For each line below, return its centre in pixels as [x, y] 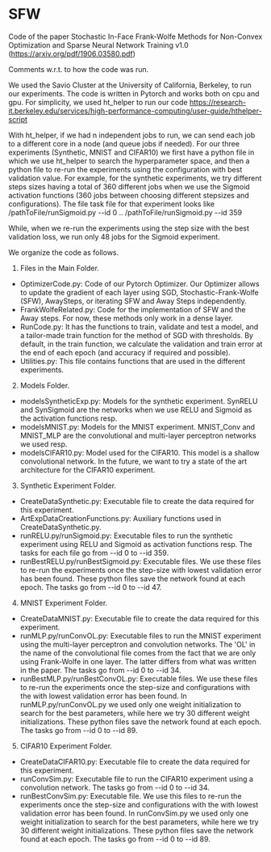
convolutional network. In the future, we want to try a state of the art [133, 461]
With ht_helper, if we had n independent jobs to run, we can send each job [132, 135]
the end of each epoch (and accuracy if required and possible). [125, 352]
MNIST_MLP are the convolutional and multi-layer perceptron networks [138, 435]
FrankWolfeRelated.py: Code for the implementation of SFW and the [133, 309]
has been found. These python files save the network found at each [133, 579]
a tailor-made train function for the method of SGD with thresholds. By [137, 335]
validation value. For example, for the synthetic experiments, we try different [135, 178]
